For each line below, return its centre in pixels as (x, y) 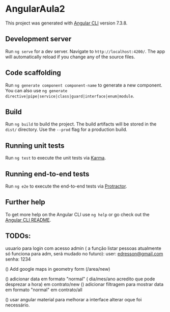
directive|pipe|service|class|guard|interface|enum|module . (70, 96)
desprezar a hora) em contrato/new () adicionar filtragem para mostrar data (84, 284)
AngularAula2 (35, 9)
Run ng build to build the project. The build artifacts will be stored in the (81, 124)
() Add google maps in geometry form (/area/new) (58, 269)
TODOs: (18, 236)
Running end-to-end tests (47, 174)
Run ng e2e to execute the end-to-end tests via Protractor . (66, 186)
